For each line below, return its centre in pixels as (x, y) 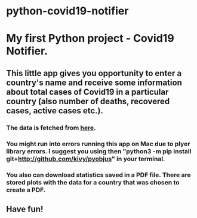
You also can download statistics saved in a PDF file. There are (98, 175)
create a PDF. (26, 190)
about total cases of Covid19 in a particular (87, 92)
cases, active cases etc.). (55, 110)
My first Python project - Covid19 (90, 39)
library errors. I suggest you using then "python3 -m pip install (99, 151)
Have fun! (25, 209)
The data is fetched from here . (51, 128)
